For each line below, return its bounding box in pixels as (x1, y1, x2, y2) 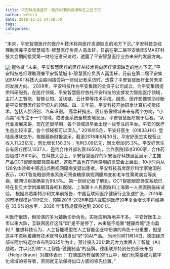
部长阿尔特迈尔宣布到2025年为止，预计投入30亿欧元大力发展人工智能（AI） (5, 239, 163, 245)
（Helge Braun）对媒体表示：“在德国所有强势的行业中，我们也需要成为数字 (5, 252, 162, 258)
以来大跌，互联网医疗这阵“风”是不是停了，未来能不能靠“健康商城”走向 (9, 220, 155, 227)
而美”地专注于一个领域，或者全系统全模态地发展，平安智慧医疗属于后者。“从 (5, 115, 164, 121)
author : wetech (5, 12, 37, 17)
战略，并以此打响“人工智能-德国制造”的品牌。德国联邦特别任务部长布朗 (5, 246, 153, 252)
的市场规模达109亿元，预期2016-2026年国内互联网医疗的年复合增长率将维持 (5, 197, 164, 203)
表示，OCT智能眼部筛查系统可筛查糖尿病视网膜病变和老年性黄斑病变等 (5, 171, 152, 177)
